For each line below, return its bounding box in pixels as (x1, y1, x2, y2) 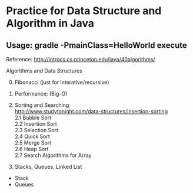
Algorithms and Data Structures (6, 67, 82, 74)
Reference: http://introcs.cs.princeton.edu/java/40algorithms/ (6, 56, 155, 63)
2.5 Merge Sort (14, 139, 52, 146)
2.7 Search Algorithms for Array (14, 152, 92, 159)
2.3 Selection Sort (14, 127, 59, 133)
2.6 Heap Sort (14, 146, 49, 152)
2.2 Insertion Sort (14, 120, 57, 127)
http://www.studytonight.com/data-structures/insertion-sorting (14, 108, 168, 115)
